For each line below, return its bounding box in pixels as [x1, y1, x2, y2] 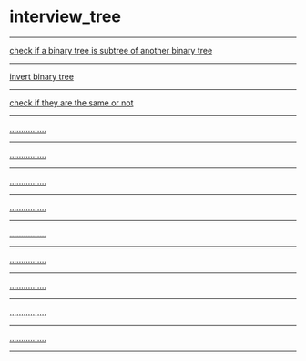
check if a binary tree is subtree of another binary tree [9, 45, 213, 55]
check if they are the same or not [9, 97, 134, 108]
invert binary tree [9, 71, 75, 82]
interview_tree [9, 6, 121, 27]
